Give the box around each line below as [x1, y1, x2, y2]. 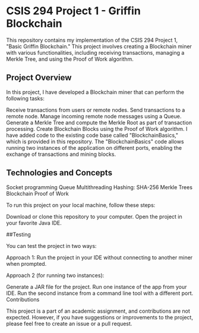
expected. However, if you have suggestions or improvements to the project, [6, 313, 193, 321]
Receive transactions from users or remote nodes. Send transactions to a [6, 106, 185, 114]
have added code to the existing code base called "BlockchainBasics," [6, 131, 178, 139]
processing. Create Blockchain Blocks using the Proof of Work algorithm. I [6, 125, 188, 132]
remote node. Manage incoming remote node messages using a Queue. [6, 112, 182, 120]
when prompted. [6, 260, 47, 267]
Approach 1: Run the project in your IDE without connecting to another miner [6, 254, 193, 261]
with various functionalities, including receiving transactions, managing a [6, 49, 185, 56]
